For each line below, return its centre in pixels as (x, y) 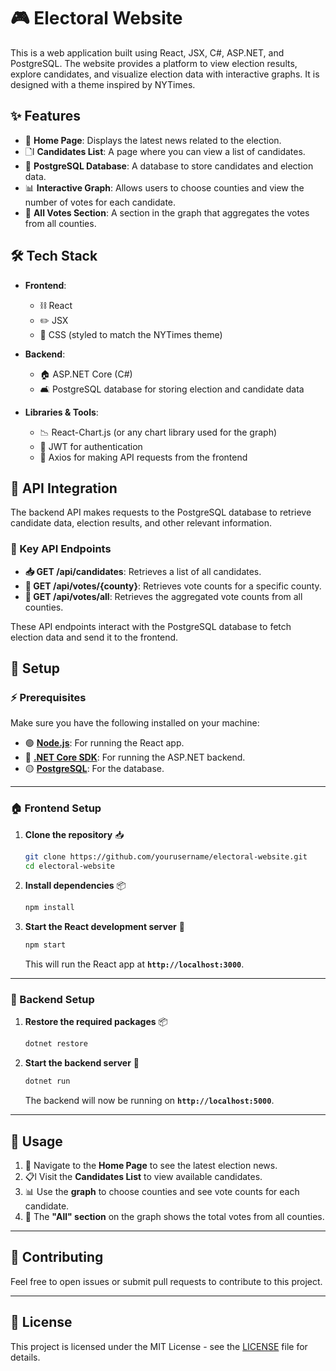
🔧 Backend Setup (52, 1000)
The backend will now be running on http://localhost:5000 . (149, 1101)
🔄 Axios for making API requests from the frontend (143, 457)
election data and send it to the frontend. (94, 637)
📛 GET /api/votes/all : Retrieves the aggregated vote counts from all (163, 596)
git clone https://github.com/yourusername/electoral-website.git (166, 856)
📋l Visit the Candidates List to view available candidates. (143, 1177)
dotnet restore (56, 1044)
